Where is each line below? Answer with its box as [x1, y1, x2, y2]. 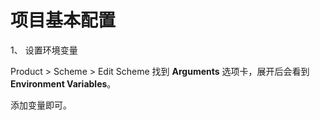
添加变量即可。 [10, 99, 72, 111]
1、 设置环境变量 [10, 44, 78, 56]
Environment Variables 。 [10, 77, 117, 90]
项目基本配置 [10, 9, 117, 32]
